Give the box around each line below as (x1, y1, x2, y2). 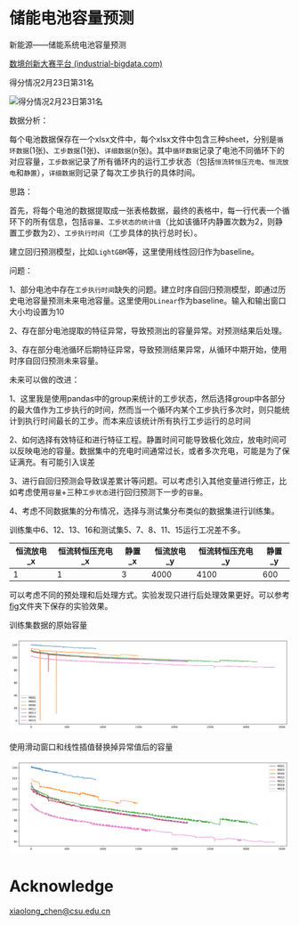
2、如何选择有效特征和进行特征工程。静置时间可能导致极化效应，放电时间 (9, 434, 279, 445)
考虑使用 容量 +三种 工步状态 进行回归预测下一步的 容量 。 (16, 486, 208, 497)
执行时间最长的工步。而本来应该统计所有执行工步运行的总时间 (24, 415, 251, 426)
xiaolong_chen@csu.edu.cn (9, 905, 111, 916)
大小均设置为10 (9, 306, 65, 317)
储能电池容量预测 (9, 8, 135, 28)
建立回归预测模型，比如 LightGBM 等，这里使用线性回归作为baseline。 (9, 246, 260, 256)
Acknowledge (9, 876, 114, 897)
